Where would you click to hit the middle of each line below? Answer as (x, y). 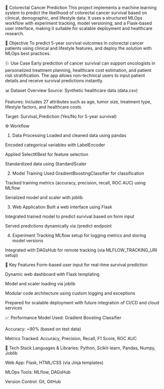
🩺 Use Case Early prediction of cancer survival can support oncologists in (80, 63)
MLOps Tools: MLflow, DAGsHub (38, 372)
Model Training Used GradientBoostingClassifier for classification (78, 173)
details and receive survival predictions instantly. (54, 80)
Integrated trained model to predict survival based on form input (70, 216)
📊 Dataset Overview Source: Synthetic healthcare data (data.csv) (71, 90)
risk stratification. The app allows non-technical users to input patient (75, 75)
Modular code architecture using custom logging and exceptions (70, 293)
